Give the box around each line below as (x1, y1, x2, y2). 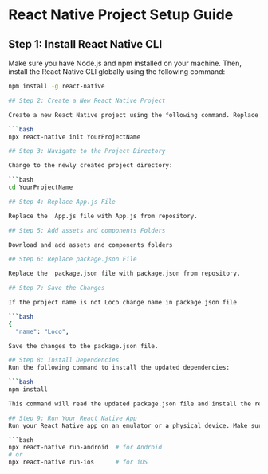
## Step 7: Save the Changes (8, 284, 105, 292)
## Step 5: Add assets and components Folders (8, 226, 166, 234)
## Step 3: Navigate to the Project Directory (8, 147, 166, 155)
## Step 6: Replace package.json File (8, 255, 137, 264)
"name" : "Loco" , (15, 327, 69, 335)
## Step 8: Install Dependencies (8, 356, 120, 364)
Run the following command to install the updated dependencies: (8, 364, 230, 372)
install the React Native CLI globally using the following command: (8, 67, 226, 76)
